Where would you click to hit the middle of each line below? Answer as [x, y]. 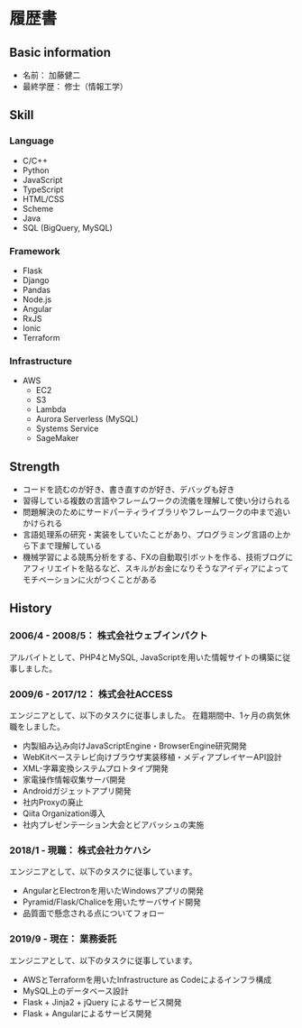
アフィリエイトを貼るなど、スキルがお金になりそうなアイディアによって [156, 568]
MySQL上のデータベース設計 [75, 991]
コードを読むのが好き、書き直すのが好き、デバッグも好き [128, 490]
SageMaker [57, 438]
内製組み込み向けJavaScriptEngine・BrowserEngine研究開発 [135, 746]
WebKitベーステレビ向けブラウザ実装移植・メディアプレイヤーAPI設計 [152, 757]
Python [36, 170]
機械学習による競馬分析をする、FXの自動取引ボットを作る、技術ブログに [158, 557]
